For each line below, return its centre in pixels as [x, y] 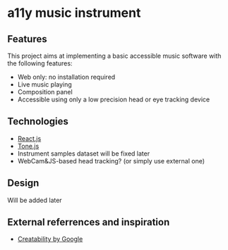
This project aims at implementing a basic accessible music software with [114, 56]
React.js [29, 138]
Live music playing [44, 85]
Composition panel [45, 92]
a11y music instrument [74, 13]
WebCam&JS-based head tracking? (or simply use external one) [111, 161]
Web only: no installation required [66, 77]
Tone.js [28, 146]
